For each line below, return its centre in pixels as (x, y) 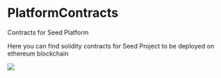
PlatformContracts (63, 13)
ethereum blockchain (38, 53)
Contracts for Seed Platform (48, 32)
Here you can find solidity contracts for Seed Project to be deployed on (111, 46)
